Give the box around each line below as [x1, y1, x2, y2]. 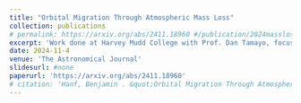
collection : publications [9, 21, 106, 30]
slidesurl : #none [9, 64, 74, 73]
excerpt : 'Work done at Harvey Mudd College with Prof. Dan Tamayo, [9, 38, 271, 47]
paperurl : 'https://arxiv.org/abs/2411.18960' [9, 72, 186, 81]
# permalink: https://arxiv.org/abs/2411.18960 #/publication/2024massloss [9, 30, 298, 39]
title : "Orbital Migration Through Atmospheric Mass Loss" [9, 13, 235, 22]
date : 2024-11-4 [9, 47, 70, 56]
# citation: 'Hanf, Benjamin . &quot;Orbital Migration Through [9, 80, 254, 89]
